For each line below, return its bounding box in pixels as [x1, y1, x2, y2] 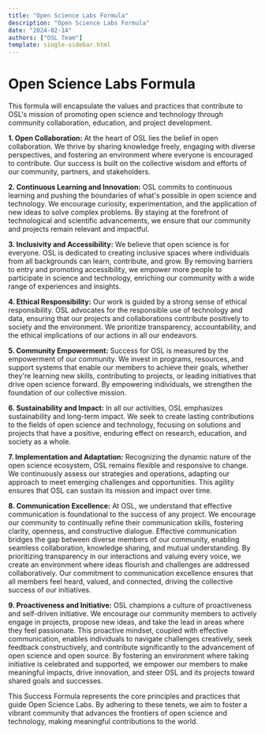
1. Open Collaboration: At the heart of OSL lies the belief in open [8, 134, 218, 143]
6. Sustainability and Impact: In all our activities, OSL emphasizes [8, 403, 223, 413]
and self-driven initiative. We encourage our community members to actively [8, 609, 257, 619]
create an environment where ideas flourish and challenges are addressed [8, 560, 250, 569]
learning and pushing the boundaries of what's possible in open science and [8, 191, 257, 200]
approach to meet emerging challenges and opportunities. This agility [8, 478, 234, 487]
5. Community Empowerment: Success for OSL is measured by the [8, 346, 229, 356]
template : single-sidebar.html [8, 41, 111, 49]
